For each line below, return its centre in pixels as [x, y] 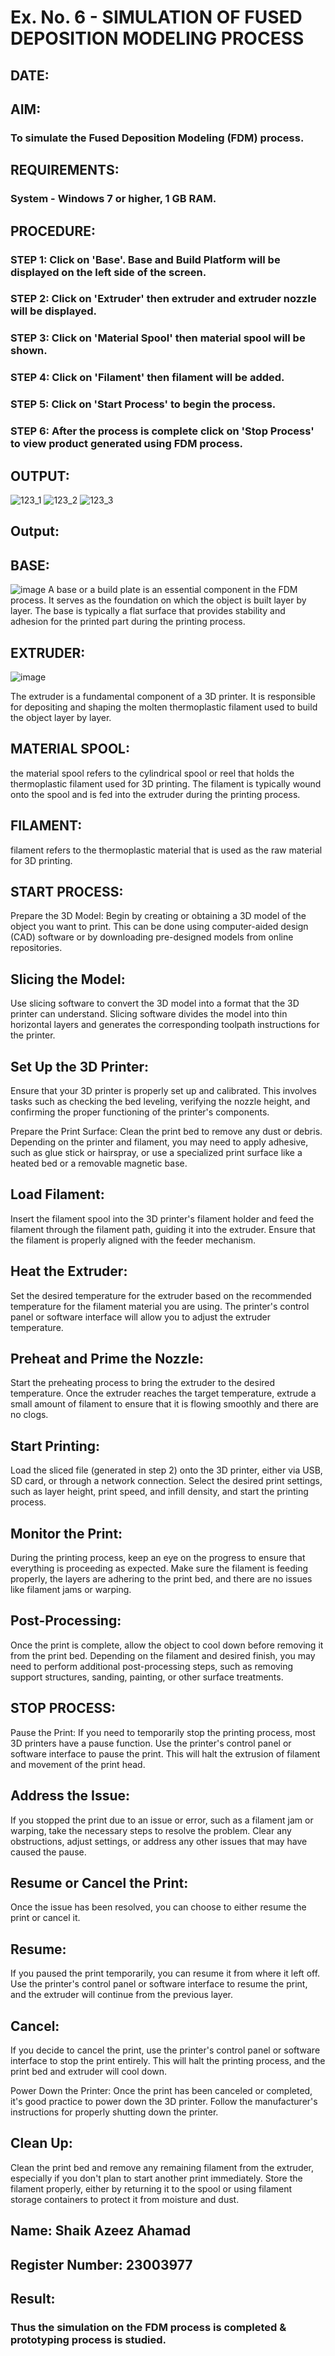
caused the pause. [48, 1852]
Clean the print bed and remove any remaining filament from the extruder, [162, 2167]
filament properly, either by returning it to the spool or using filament [151, 2188]
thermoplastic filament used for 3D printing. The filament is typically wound [166, 783]
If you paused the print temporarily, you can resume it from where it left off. [165, 1973]
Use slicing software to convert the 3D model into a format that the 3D [155, 1003]
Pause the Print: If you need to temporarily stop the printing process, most [163, 1732]
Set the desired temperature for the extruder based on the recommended [161, 1295]
